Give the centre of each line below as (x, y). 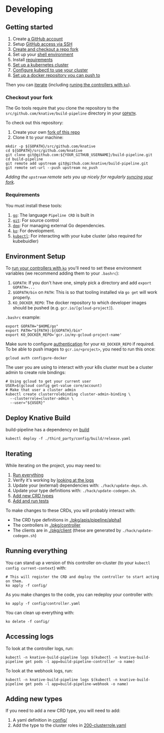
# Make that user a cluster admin (41, 390)
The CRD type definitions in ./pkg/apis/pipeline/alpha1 (67, 520)
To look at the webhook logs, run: (39, 671)
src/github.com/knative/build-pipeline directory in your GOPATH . (71, 113)
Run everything (28, 475)
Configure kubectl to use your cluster (50, 70)
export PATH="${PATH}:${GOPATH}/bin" (44, 331)
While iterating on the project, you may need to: (54, 466)
